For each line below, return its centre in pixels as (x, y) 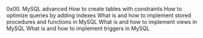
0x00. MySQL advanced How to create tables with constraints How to (94, 9)
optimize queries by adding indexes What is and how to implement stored (99, 15)
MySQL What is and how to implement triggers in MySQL (78, 28)
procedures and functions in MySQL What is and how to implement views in (102, 22)
